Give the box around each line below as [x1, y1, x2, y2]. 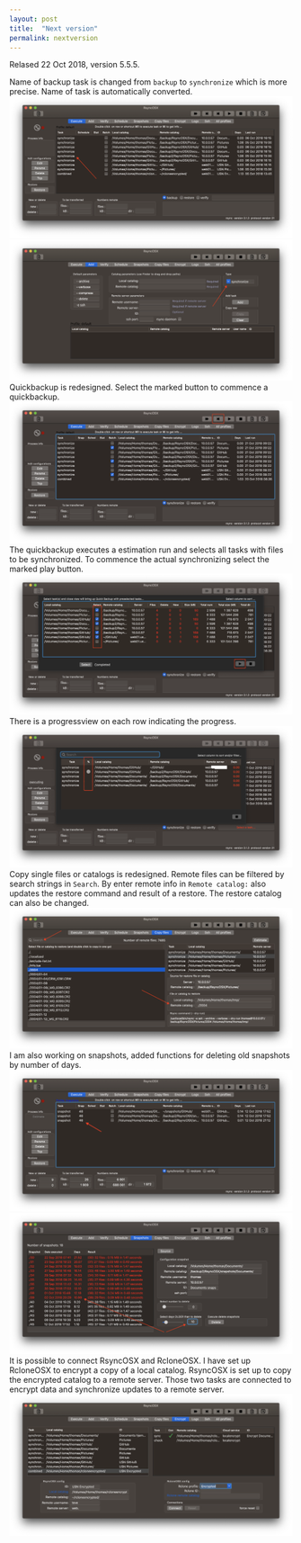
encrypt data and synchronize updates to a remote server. [9, 1384, 225, 1395]
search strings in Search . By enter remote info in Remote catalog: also [9, 878, 267, 889]
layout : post [9, 14, 58, 23]
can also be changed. [9, 897, 90, 908]
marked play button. [9, 563, 84, 574]
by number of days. [9, 1060, 82, 1071]
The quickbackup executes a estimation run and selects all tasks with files [9, 544, 284, 555]
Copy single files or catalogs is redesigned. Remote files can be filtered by [9, 868, 285, 879]
